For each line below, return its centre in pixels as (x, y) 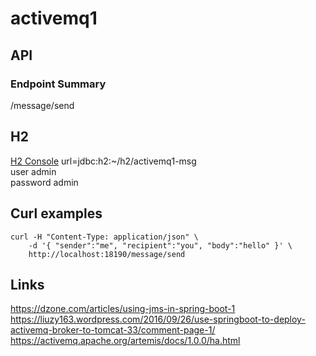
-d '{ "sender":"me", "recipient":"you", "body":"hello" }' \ (160, 245)
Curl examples (56, 213)
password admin (44, 182)
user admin (33, 171)
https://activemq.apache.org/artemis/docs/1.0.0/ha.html (125, 341)
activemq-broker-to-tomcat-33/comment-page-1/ (113, 330)
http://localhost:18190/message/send (107, 254)
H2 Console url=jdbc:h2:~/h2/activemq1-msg (103, 161)
